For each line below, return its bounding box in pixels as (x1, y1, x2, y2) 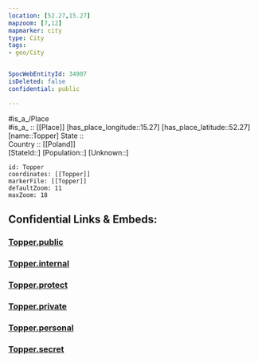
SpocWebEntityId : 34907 (8, 70, 88, 78)
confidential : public (8, 85, 80, 92)
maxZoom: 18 (8, 191, 48, 199)
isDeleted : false (8, 77, 66, 85)
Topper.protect (8, 279, 68, 290)
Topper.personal (8, 322, 74, 333)
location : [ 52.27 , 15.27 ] (8, 11, 91, 20)
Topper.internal (8, 258, 70, 269)
